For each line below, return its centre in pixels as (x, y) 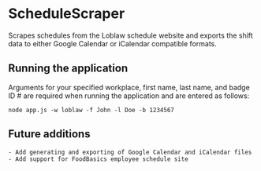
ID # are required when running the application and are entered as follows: (129, 96)
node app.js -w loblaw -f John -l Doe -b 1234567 (91, 110)
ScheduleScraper (67, 14)
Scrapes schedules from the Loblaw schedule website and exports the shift (131, 35)
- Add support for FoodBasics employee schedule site (99, 159)
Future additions (49, 134)
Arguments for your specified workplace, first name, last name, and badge (129, 87)
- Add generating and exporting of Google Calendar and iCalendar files (130, 152)
